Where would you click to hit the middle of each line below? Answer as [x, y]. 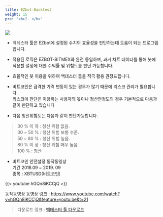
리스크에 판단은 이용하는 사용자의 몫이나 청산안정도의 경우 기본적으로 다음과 [85, 99]
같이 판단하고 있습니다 [33, 105]
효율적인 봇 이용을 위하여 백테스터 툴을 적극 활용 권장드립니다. [71, 76]
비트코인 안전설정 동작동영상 [39, 162]
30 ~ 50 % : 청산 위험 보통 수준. [48, 132]
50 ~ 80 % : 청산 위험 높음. [44, 138]
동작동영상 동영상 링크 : [28, 194]
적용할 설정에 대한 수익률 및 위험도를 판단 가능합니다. [63, 66]
